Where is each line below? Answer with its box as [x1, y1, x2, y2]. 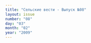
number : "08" [5, 16, 33, 21]
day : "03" [5, 21, 26, 26]
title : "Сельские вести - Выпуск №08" [5, 7, 86, 12]
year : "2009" [5, 30, 33, 35]
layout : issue [5, 12, 35, 17]
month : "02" [5, 26, 30, 31]
